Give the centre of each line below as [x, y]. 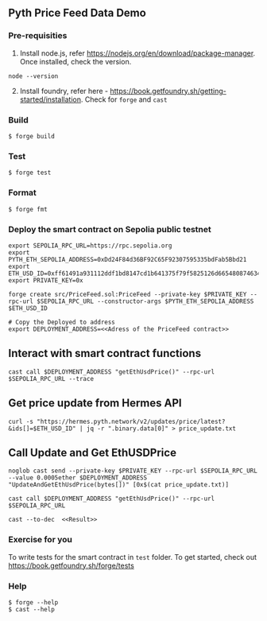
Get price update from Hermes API [95, 404]
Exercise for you [41, 540]
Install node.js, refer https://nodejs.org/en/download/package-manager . [137, 53]
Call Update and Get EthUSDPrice [93, 452]
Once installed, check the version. [75, 61]
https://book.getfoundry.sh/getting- [168, 91]
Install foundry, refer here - [64, 91]
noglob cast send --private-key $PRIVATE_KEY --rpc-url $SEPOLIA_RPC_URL [133, 471]
